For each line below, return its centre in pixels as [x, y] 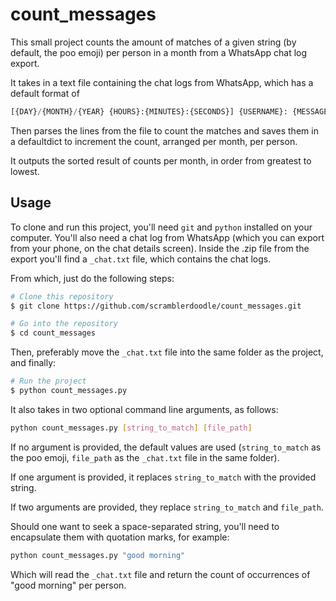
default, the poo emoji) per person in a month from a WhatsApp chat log [159, 52]
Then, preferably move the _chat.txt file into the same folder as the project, [167, 352]
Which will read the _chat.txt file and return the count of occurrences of [160, 574]
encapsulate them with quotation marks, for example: [120, 537]
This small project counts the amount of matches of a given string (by [153, 42]
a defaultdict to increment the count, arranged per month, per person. [154, 141]
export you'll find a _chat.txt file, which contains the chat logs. [141, 259]
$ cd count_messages [53, 333]
